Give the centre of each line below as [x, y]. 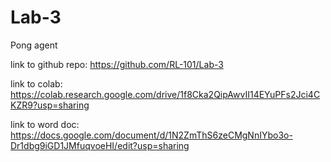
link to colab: [36, 83]
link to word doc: [45, 124]
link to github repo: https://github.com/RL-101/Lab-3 [117, 64]
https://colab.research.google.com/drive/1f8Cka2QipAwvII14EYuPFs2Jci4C [165, 94]
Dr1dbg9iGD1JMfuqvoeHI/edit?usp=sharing [100, 145]
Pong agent [34, 45]
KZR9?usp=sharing [50, 105]
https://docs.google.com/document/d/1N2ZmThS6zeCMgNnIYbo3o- [151, 135]
